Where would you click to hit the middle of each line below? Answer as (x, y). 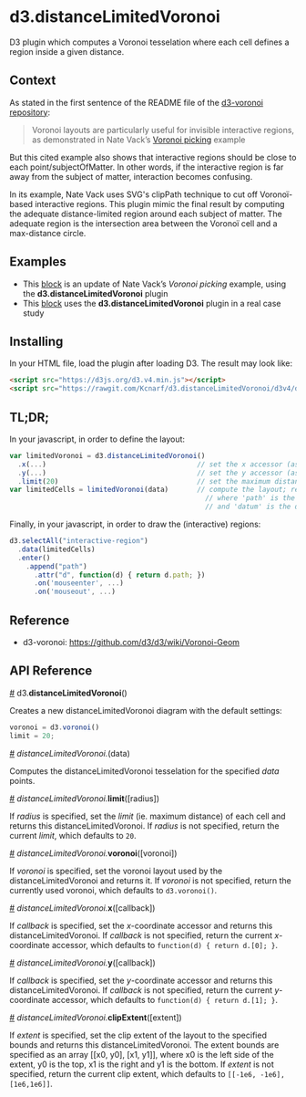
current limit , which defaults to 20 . (73, 835)
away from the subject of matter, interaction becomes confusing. (131, 176)
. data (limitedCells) (56, 549)
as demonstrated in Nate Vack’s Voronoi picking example (138, 140)
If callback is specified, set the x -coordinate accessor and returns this (141, 925)
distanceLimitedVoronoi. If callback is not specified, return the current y (144, 990)
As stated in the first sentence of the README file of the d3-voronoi (137, 102)
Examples (38, 262)
